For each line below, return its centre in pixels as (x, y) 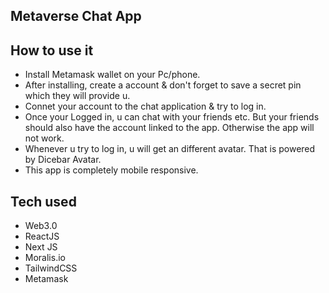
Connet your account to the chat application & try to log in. (145, 106)
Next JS (41, 247)
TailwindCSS (51, 268)
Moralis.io (45, 258)
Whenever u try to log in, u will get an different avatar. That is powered (170, 149)
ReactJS (42, 236)
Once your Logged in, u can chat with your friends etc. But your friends (172, 117)
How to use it (52, 50)
